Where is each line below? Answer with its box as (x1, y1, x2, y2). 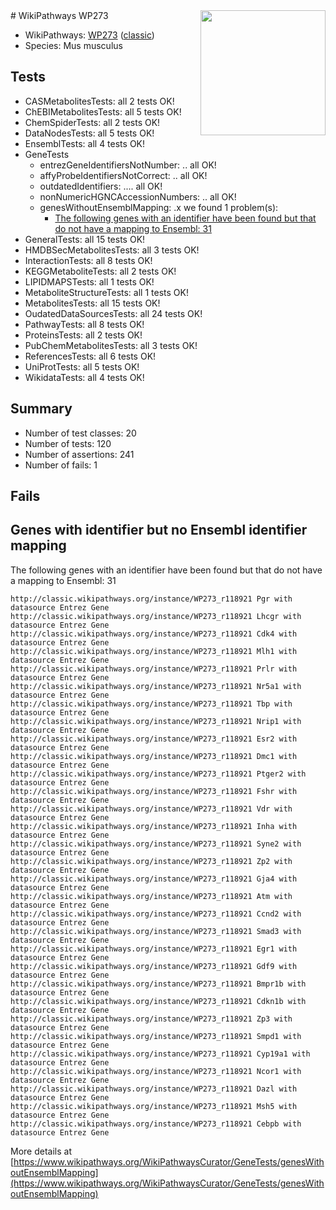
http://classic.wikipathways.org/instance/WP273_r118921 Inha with (10, 821, 298, 831)
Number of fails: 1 (24, 459, 98, 471)
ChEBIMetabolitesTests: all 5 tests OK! (24, 105, 182, 118)
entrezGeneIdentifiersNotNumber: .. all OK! (39, 159, 217, 171)
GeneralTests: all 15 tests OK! (24, 233, 146, 245)
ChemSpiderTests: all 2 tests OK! (24, 116, 161, 128)
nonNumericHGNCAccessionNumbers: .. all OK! (39, 190, 237, 203)
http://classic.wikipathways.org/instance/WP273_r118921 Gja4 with (10, 874, 298, 884)
